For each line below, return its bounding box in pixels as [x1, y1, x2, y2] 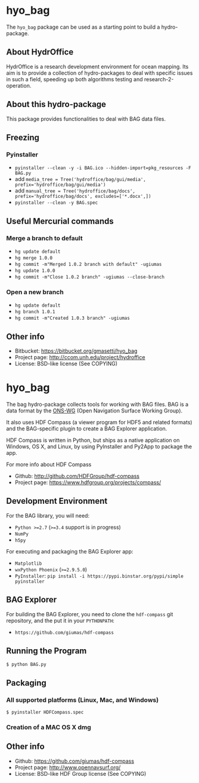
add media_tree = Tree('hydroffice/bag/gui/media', [14, 176, 146, 183]
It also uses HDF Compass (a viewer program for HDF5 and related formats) [6, 418, 192, 426]
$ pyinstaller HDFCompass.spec [6, 709, 84, 715]
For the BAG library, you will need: [6, 512, 90, 519]
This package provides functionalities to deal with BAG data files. [6, 115, 166, 123]
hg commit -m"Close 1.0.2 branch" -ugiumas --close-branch [14, 274, 165, 280]
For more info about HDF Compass [6, 461, 92, 468]
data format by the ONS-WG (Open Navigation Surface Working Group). [6, 407, 183, 414]
